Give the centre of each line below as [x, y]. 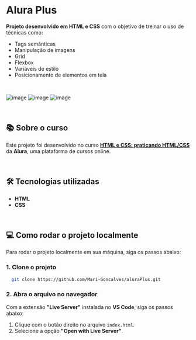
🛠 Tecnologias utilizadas [53, 182]
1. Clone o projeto [31, 268]
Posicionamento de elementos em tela [61, 75]
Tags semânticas [35, 44]
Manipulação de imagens [45, 50]
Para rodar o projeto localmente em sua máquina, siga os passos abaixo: [94, 252]
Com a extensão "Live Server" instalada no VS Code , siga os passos [90, 307]
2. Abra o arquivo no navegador [52, 294]
